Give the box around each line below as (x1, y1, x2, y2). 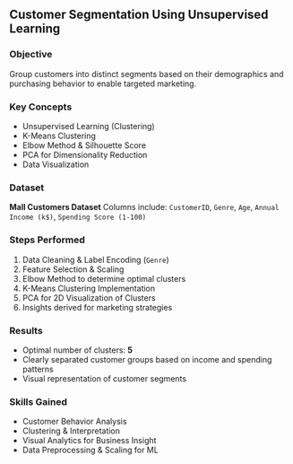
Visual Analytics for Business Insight (22, 435, 157, 446)
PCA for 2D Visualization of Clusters (22, 292, 156, 303)
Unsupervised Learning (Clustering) (22, 120, 155, 131)
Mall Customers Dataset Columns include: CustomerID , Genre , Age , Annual (9, 202, 280, 213)
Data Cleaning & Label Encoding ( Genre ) (22, 254, 170, 265)
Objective (9, 48, 53, 61)
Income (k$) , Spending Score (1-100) (9, 211, 147, 223)
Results (9, 324, 43, 337)
